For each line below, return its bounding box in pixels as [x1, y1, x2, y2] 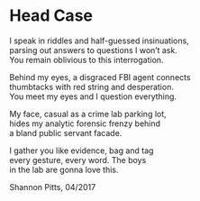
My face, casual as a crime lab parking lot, [9, 108, 167, 119]
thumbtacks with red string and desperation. [9, 81, 174, 92]
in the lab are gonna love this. [9, 164, 119, 175]
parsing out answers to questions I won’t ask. [9, 44, 177, 55]
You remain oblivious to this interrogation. [9, 54, 164, 65]
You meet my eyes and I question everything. [9, 91, 177, 102]
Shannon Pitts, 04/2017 [9, 181, 96, 192]
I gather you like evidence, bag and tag [9, 145, 154, 156]
